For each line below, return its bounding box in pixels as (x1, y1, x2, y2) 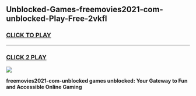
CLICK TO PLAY (6, 31, 51, 40)
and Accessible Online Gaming (6, 83, 82, 90)
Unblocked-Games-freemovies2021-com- (6, 5, 163, 15)
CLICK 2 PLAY (6, 53, 47, 61)
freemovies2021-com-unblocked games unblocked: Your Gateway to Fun (6, 77, 188, 84)
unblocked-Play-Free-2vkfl (6, 14, 107, 24)
